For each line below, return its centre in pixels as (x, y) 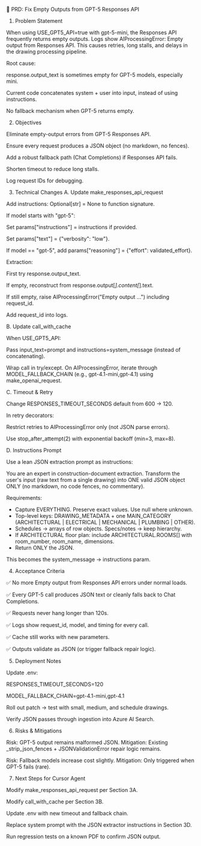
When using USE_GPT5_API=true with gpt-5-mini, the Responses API (91, 32)
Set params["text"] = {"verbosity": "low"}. (58, 239)
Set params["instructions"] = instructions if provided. (72, 227)
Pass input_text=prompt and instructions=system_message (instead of (94, 350)
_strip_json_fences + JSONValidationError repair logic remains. (84, 749)
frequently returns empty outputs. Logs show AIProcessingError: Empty (95, 39)
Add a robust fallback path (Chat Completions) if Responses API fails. (92, 157)
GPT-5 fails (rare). (28, 767)
